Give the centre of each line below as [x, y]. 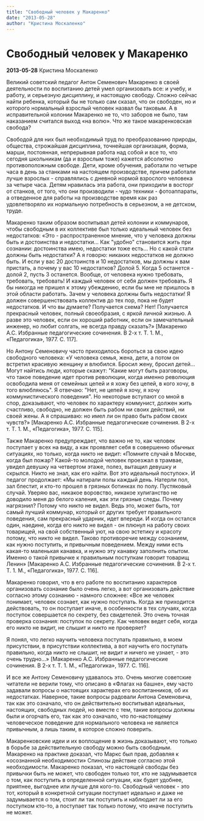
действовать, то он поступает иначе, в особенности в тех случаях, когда [101, 609]
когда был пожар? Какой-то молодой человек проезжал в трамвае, [95, 460]
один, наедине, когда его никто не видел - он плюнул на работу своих [98, 525]
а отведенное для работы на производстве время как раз [82, 198]
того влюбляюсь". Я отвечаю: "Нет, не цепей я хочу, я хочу [83, 390]
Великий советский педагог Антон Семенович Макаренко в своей [93, 82]
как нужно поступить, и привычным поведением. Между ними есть [95, 544]
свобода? [19, 128]
